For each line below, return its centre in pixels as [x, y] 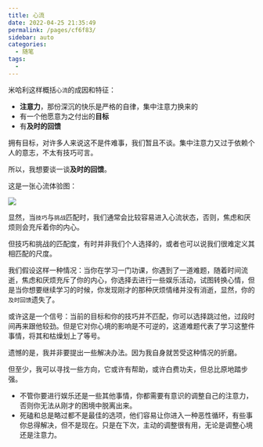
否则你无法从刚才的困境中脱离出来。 [78, 405]
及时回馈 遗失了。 [34, 300]
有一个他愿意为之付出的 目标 [64, 116]
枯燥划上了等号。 [76, 336]
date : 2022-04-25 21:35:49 [52, 23]
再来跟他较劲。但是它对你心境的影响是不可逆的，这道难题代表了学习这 [128, 325]
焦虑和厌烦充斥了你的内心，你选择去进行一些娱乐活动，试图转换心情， [135, 280]
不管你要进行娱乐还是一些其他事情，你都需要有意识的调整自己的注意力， [136, 395]
